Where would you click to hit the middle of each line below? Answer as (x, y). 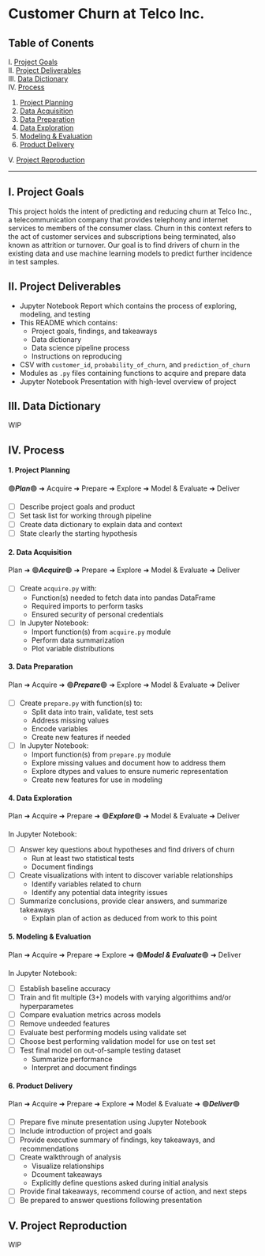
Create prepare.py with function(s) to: (81, 703)
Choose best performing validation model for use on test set (118, 1041)
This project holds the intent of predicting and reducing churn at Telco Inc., (130, 211)
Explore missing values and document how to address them (129, 763)
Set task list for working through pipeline (86, 516)
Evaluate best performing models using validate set (103, 1032)
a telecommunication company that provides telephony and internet (118, 219)
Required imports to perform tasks (87, 605)
